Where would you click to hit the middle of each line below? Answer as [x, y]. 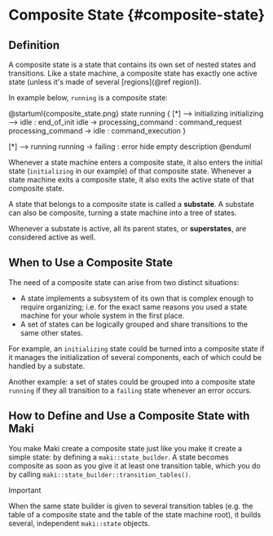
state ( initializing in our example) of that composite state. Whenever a [130, 171]
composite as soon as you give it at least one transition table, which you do [134, 465]
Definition [34, 45]
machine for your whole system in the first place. [102, 315]
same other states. [51, 332]
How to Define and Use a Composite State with [129, 416]
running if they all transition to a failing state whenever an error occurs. [130, 390]
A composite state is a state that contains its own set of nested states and [132, 64]
